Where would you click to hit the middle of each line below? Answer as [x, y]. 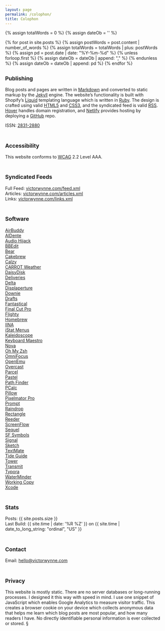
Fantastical [16, 304]
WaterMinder [18, 476]
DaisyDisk [15, 272]
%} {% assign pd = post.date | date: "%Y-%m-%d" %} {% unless [71, 53]
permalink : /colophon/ [28, 14]
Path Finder [17, 382]
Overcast [14, 366]
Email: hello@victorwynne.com [36, 560]
